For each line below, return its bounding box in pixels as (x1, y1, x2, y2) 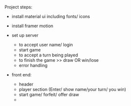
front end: (11, 72, 32, 77)
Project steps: (4, 4, 33, 10)
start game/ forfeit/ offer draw (19, 92, 79, 97)
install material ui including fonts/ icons (11, 14, 91, 19)
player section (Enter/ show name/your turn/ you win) (19, 87, 126, 92)
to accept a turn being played (19, 52, 78, 58)
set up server (11, 33, 38, 38)
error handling (19, 63, 48, 68)
